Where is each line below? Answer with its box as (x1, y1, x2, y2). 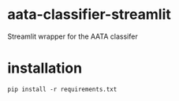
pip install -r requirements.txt (7, 85, 117, 93)
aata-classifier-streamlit (7, 6, 171, 24)
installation (7, 59, 83, 77)
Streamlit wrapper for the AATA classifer (7, 32, 139, 41)
